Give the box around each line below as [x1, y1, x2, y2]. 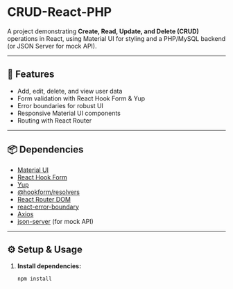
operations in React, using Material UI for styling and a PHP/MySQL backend [7, 34, 226, 42]
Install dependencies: [17, 262, 82, 270]
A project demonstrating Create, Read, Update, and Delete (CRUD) [7, 27, 200, 35]
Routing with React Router [17, 116, 92, 125]
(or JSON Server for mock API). [7, 42, 97, 50]
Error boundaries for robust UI [17, 101, 104, 110]
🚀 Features [7, 69, 55, 80]
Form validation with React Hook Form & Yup [17, 94, 146, 103]
